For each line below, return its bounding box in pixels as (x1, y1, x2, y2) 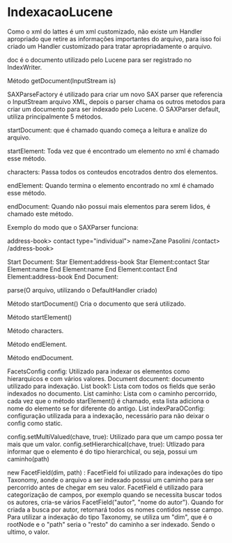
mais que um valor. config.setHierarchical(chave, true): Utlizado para (7, 440, 206, 448)
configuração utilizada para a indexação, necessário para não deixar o (7, 411, 210, 419)
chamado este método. (7, 209, 74, 218)
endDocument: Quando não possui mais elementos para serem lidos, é (7, 202, 211, 210)
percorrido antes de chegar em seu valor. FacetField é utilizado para (7, 483, 203, 491)
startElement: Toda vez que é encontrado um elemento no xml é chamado (7, 147, 219, 155)
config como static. (7, 419, 63, 427)
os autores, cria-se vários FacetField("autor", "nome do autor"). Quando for (7, 498, 224, 506)
